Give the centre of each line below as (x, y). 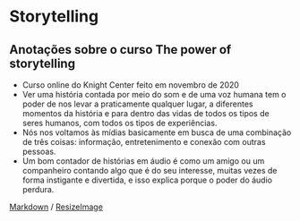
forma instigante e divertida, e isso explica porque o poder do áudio (147, 180)
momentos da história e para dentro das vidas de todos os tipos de (146, 113)
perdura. (38, 189)
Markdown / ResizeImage (56, 207)
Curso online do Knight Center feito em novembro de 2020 (131, 85)
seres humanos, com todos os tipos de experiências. (120, 123)
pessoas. (39, 151)
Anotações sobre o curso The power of (120, 50)
